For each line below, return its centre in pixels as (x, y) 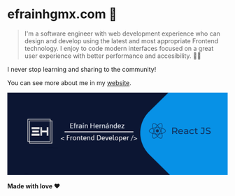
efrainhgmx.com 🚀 (62, 14)
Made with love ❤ (34, 186)
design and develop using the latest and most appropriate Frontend (121, 40)
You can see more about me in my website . (69, 82)
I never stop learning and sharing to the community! (82, 69)
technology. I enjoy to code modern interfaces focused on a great (119, 48)
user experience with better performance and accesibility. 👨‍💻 (113, 56)
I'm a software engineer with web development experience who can (122, 33)
